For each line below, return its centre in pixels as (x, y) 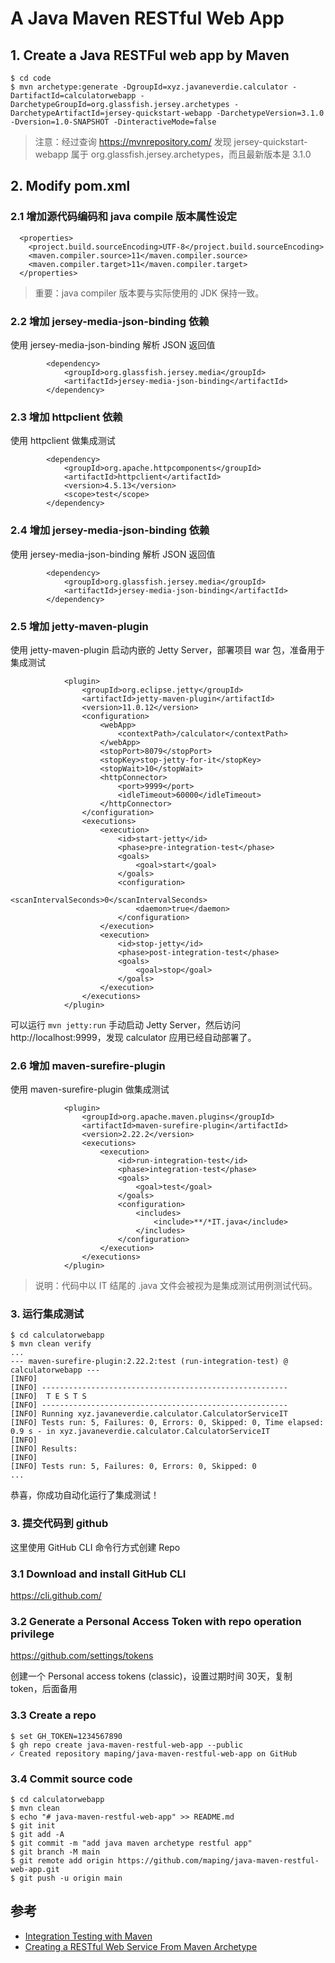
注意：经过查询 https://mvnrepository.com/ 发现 (133, 141)
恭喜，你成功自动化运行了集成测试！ (85, 1495)
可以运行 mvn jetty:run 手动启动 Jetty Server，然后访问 (125, 1024)
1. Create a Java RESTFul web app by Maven (150, 55)
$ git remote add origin (62, 1860)
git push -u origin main (71, 1878)
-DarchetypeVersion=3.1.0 (270, 113)
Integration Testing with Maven (88, 1936)
